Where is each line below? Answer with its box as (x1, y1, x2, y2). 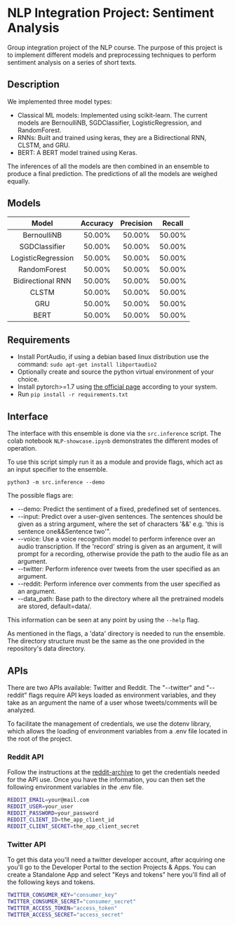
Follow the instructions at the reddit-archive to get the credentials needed (7, 768, 220, 776)
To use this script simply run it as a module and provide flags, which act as (7, 458, 223, 466)
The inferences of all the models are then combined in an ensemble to (7, 162, 210, 170)
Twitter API (7, 839, 46, 849)
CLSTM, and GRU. (17, 141, 70, 149)
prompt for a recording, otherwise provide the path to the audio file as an (17, 550, 229, 558)
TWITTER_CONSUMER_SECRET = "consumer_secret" (7, 898, 137, 905)
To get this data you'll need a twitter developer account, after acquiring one (7, 855, 226, 864)
